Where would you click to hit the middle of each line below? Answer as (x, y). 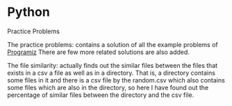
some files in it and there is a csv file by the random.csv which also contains (116, 80)
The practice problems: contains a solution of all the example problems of (113, 44)
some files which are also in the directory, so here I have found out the (108, 87)
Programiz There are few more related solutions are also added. (98, 52)
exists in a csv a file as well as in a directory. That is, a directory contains (111, 73)
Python (28, 12)
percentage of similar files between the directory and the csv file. (101, 95)
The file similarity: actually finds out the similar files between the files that (113, 65)
